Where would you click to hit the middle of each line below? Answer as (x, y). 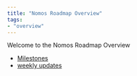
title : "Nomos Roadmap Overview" (55, 13)
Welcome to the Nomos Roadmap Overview (69, 45)
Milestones (33, 58)
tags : (15, 20)
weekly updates (39, 66)
